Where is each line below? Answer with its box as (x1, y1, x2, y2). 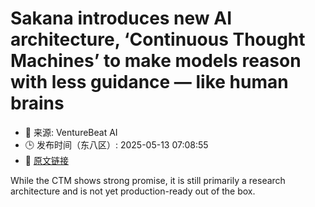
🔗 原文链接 (24, 154, 69, 166)
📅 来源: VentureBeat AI (24, 126, 118, 138)
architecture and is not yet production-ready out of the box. (10, 185, 256, 197)
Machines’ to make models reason (10, 50, 302, 72)
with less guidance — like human (10, 71, 289, 94)
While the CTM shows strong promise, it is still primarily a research (10, 174, 286, 186)
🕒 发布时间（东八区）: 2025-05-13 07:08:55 (24, 138, 209, 151)
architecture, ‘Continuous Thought (10, 28, 306, 51)
